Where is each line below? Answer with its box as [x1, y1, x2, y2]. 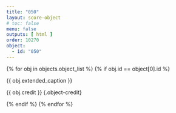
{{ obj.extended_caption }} [6, 77, 73, 84]
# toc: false [6, 20, 39, 26]
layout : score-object [6, 15, 61, 21]
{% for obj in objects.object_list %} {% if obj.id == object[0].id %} [6, 65, 171, 72]
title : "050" [6, 9, 39, 15]
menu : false [6, 26, 36, 32]
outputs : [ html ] [6, 32, 53, 38]
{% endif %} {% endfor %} [6, 100, 73, 108]
